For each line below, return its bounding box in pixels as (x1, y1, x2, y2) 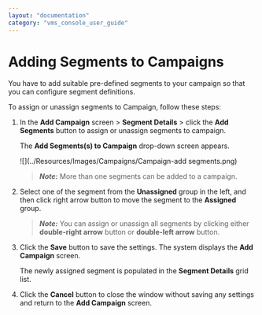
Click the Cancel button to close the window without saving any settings (19, 290, 254, 299)
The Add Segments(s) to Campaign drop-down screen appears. (19, 141, 230, 150)
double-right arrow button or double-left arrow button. (39, 228, 220, 237)
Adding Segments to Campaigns (8, 53, 224, 71)
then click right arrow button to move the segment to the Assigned (19, 195, 237, 205)
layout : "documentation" (8, 11, 90, 20)
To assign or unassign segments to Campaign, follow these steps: (8, 102, 222, 112)
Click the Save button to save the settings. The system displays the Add (19, 243, 253, 252)
